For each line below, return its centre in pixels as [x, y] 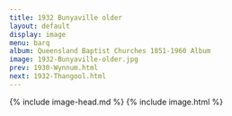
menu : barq [30, 43]
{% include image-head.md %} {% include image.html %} [116, 102]
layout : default [40, 26]
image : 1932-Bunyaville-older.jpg [74, 59]
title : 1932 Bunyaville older [66, 18]
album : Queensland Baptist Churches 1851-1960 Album [110, 51]
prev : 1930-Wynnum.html [54, 68]
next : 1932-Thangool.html [58, 76]
